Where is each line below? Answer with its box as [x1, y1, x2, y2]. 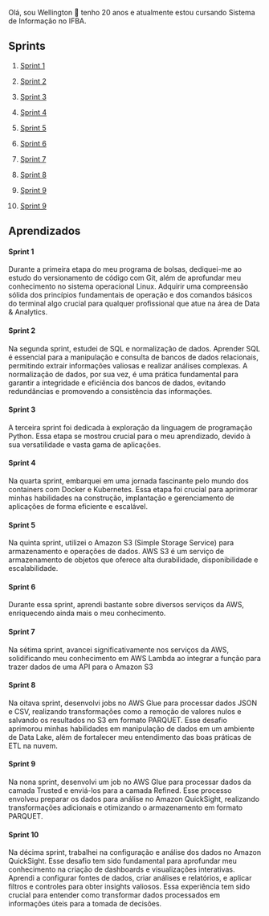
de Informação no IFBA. [8, 16, 87, 26]
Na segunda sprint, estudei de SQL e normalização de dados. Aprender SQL [8, 343, 261, 353]
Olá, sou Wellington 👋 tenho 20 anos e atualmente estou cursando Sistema [8, 8, 255, 17]
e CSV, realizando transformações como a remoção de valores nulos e [8, 706, 242, 716]
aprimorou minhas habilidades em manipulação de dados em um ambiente [8, 724, 255, 733]
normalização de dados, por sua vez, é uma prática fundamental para [8, 369, 238, 379]
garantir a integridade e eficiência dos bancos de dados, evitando [8, 378, 226, 388]
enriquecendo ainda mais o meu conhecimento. [8, 608, 166, 618]
